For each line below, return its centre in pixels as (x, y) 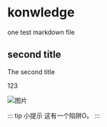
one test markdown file (41, 32)
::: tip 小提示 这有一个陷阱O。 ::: (54, 116)
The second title (31, 71)
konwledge (41, 12)
